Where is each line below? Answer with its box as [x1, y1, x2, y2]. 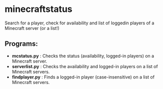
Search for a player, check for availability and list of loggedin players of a [4, 20, 155, 26]
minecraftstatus [4, 3, 73, 15]
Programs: [4, 40, 38, 48]
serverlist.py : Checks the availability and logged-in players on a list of [11, 63, 158, 69]
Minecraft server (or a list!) [4, 25, 60, 31]
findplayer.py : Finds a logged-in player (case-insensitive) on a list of [11, 74, 155, 80]
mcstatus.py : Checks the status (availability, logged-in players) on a [11, 53, 155, 59]
